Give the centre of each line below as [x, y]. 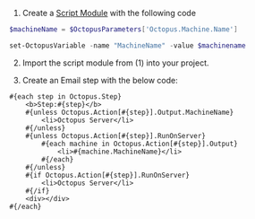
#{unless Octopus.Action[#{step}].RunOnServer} [115, 136]
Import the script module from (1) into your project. [115, 63]
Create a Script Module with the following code [109, 13]
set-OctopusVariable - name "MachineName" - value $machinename [127, 45]
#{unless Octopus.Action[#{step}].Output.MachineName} [130, 112]
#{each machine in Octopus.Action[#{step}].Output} [140, 144]
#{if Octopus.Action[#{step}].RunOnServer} [108, 175]
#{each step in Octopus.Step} [66, 96]
